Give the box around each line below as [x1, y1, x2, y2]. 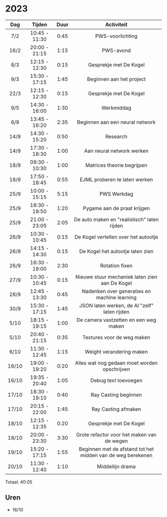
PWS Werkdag [99, 190, 133, 197]
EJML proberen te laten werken [80, 176, 153, 183]
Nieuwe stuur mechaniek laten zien [75, 273, 158, 280]
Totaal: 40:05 [5, 479, 33, 485]
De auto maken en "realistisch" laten [74, 216, 159, 223]
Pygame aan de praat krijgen [83, 205, 150, 212]
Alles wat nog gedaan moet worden [75, 359, 158, 366]
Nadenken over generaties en [82, 287, 151, 294]
